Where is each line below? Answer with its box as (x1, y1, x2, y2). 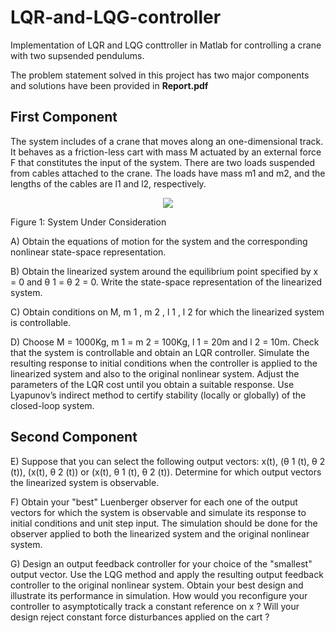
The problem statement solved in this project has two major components (10, 69, 310, 81)
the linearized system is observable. (10, 476, 160, 488)
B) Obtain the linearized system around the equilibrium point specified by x (10, 265, 319, 277)
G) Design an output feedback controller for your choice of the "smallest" (10, 557, 313, 570)
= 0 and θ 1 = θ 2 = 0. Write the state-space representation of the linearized (10, 276, 323, 288)
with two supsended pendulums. (10, 49, 145, 61)
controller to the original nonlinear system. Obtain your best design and (10, 579, 304, 591)
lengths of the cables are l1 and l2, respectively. (10, 177, 207, 190)
